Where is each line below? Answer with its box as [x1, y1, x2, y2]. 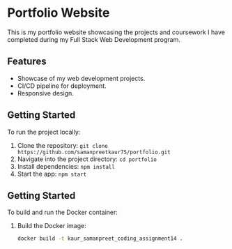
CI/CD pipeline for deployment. [17, 82, 107, 90]
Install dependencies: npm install [17, 162, 115, 170]
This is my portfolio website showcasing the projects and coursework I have [7, 28, 225, 36]
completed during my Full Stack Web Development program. [7, 35, 181, 43]
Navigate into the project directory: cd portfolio [17, 155, 157, 163]
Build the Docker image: [17, 222, 87, 230]
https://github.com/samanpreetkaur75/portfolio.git [17, 149, 171, 156]
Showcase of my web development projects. [17, 74, 146, 82]
